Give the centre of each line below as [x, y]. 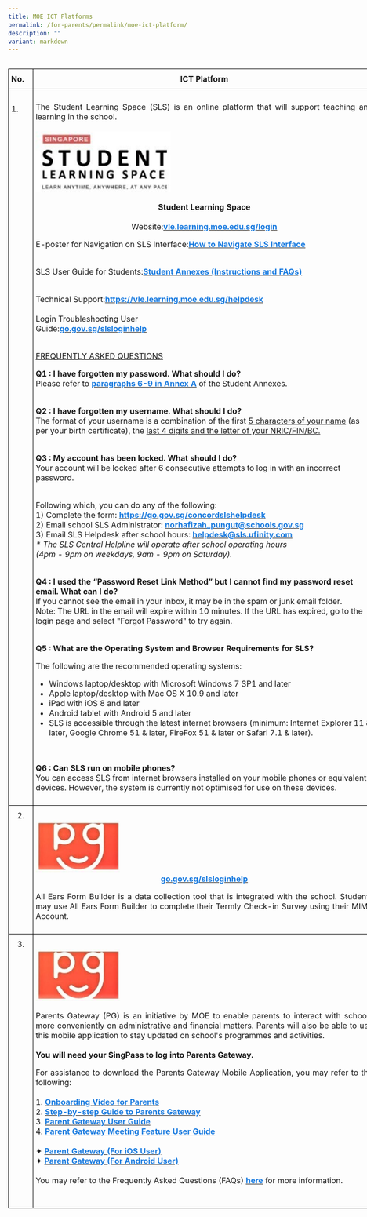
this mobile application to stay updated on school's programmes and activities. [180, 1035]
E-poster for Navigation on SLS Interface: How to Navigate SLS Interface [170, 244]
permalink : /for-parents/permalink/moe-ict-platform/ [98, 25]
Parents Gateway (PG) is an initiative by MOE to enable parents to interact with [188, 1015]
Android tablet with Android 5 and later [120, 712]
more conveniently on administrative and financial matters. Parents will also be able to [196, 1026]
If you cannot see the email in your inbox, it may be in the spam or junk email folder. [189, 601]
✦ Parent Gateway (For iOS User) [98, 1151]
